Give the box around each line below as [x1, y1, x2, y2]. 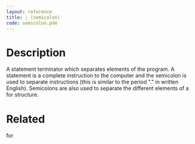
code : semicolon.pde [6, 20, 58, 26]
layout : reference [6, 8, 52, 15]
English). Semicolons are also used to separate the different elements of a [6, 85, 189, 92]
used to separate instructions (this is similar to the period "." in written [6, 79, 179, 86]
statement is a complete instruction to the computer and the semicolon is [6, 72, 187, 79]
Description [6, 46, 66, 59]
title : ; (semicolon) [6, 14, 61, 20]
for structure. [6, 91, 39, 98]
